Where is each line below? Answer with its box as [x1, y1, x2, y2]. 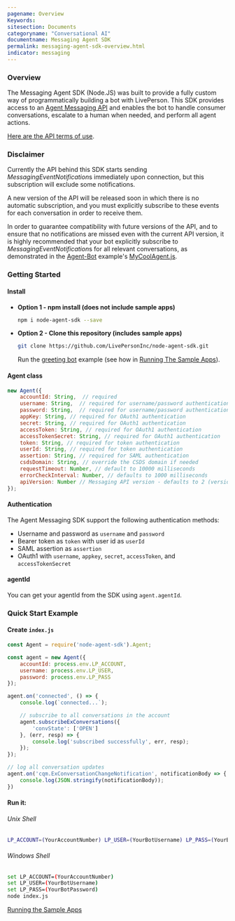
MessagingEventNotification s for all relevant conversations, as [7, 245, 187, 253]
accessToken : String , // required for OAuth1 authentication [20, 426, 201, 433]
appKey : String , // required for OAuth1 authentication [20, 413, 187, 420]
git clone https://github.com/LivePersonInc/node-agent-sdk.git [17, 343, 209, 350]
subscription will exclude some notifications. [7, 180, 136, 189]
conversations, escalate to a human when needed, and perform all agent [7, 111, 217, 119]
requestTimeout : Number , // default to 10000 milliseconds [20, 465, 196, 472]
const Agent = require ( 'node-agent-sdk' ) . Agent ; [7, 642, 152, 649]
